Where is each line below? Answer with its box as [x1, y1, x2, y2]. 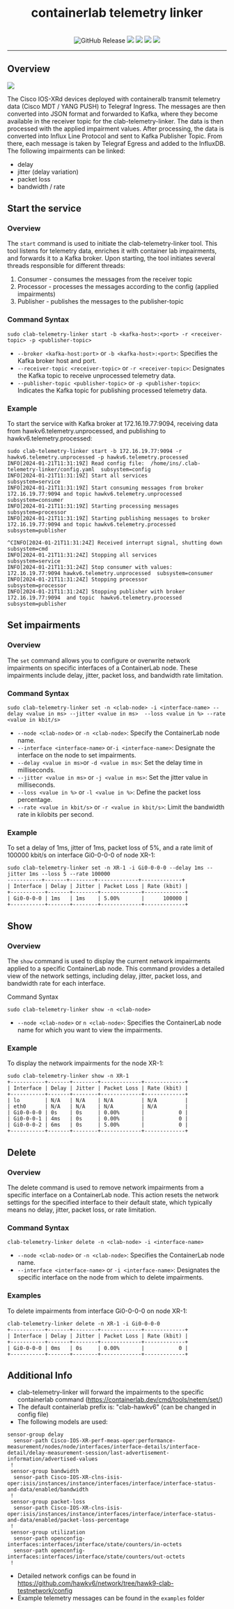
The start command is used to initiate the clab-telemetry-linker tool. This [7, 239, 218, 248]
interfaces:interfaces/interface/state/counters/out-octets [7, 1553, 186, 1561]
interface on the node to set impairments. [17, 751, 136, 759]
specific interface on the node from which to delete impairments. [17, 1273, 204, 1282]
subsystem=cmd [7, 546, 49, 553]
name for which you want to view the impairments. [17, 1026, 163, 1034]
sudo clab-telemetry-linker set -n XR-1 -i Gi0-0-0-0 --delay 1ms [7, 864, 204, 872]
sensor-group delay [7, 1431, 64, 1439]
